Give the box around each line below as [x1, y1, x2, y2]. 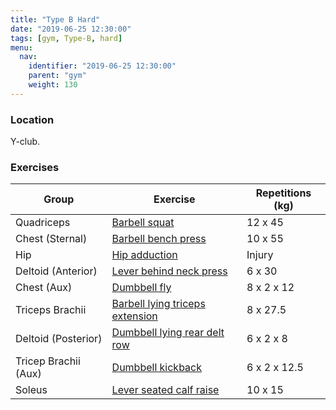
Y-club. [10, 136, 41, 148]
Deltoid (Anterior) [15, 264, 98, 278]
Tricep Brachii [15, 354, 81, 368]
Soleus [15, 383, 48, 397]
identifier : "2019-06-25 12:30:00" [28, 61, 177, 71]
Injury [246, 248, 274, 262]
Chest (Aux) [15, 281, 73, 295]
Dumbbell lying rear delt [111, 326, 225, 340]
